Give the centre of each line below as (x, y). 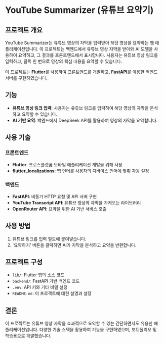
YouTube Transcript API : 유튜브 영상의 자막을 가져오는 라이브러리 (77, 202)
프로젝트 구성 (24, 262)
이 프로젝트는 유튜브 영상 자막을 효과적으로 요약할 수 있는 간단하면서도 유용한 (79, 323)
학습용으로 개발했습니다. (28, 336)
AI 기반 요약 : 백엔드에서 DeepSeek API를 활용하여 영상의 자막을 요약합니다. (85, 120)
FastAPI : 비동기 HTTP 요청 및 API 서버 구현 (55, 196)
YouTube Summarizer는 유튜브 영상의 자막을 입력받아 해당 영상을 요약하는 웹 (80, 43)
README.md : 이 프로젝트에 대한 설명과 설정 (52, 294)
